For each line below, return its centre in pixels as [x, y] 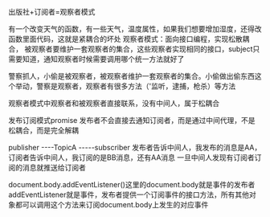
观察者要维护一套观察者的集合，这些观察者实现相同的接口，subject [142, 49]
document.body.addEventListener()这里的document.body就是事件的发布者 [132, 184]
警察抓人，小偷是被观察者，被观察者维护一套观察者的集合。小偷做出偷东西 [131, 76]
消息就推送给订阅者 [54, 168]
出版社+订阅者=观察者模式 [52, 12]
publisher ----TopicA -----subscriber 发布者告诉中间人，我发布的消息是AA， [135, 147]
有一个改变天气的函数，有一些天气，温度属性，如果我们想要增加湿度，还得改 [135, 29]
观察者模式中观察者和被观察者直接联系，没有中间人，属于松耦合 [114, 103]
